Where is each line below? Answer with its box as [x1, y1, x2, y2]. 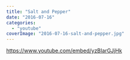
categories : [6, 20, 36, 26]
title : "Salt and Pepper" [6, 8, 71, 15]
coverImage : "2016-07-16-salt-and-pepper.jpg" [6, 31, 125, 37]
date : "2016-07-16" [6, 14, 55, 20]
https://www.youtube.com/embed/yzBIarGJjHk [6, 47, 122, 54]
